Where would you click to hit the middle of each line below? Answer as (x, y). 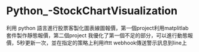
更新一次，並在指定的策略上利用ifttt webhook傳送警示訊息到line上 (106, 43)
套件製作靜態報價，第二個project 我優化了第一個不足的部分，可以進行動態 (97, 35)
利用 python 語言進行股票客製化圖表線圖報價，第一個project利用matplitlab (97, 28)
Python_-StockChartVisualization (92, 11)
